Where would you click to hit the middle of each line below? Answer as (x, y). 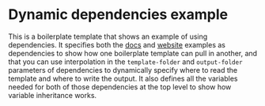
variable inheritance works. (53, 95)
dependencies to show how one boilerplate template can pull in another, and (133, 53)
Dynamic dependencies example (118, 15)
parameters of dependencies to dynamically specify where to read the (123, 70)
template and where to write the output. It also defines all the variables (123, 78)
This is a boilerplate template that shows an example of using (108, 36)
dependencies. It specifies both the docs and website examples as (117, 44)
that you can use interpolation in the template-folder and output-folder (125, 62)
